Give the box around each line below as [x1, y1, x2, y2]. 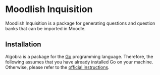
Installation [5, 40, 41, 49]
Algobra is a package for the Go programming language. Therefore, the [5, 53, 153, 59]
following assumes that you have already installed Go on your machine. [5, 59, 153, 65]
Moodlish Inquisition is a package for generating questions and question [5, 20, 155, 26]
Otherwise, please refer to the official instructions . [5, 64, 110, 70]
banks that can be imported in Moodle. [5, 25, 86, 31]
